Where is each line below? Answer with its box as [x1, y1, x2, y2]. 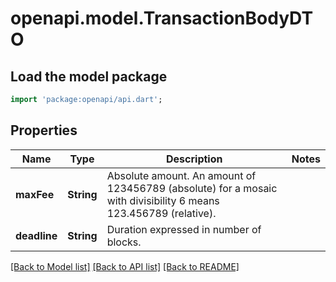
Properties [10, 122, 78, 139]
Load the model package [10, 68, 168, 85]
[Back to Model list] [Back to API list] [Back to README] [10, 260, 240, 272]
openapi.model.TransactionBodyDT [10, 7, 314, 30]
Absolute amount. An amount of [106, 168, 257, 182]
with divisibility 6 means [106, 193, 220, 207]
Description [166, 152, 223, 166]
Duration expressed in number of [106, 222, 262, 236]
